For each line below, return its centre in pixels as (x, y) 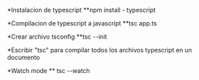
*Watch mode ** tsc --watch (49, 71)
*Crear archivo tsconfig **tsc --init (57, 37)
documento (24, 57)
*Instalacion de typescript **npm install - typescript (81, 10)
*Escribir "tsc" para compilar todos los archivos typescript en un (99, 50)
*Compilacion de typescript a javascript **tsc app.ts (82, 23)
